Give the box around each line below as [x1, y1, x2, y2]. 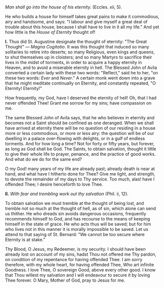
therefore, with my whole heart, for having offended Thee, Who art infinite [5, 262, 154, 267]
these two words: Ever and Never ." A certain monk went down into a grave [5, 75, 155, 81]
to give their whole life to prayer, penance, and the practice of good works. [5, 151, 156, 157]
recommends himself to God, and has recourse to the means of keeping [5, 216, 150, 222]
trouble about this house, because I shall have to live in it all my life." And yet [5, 24, 160, 30]
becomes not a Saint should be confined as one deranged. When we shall [5, 120, 154, 126]
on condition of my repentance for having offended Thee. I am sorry [5, 257, 143, 262]
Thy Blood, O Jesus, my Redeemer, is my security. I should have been [5, 246, 146, 252]
